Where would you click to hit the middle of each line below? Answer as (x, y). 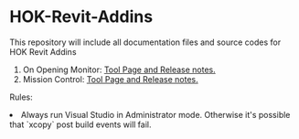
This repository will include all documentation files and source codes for (145, 42)
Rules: (21, 97)
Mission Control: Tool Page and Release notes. (110, 79)
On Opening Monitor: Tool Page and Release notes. (119, 69)
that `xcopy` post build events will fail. (81, 124)
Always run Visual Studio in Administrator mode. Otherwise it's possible (156, 114)
